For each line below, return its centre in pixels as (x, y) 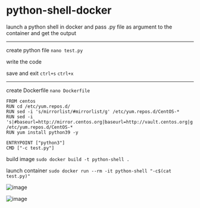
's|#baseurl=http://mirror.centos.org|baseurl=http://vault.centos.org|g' (101, 122)
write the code (24, 62)
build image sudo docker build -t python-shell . (68, 159)
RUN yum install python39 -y (42, 132)
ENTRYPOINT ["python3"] (36, 143)
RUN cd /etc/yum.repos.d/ (38, 106)
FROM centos (21, 101)
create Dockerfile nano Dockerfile (48, 90)
